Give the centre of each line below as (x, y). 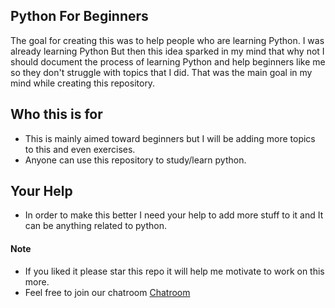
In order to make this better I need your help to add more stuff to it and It (174, 215)
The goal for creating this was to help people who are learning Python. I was (167, 40)
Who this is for (56, 114)
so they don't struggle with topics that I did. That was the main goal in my (161, 72)
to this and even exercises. (80, 149)
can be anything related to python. (95, 226)
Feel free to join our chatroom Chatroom (107, 292)
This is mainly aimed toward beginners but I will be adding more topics (170, 138)
